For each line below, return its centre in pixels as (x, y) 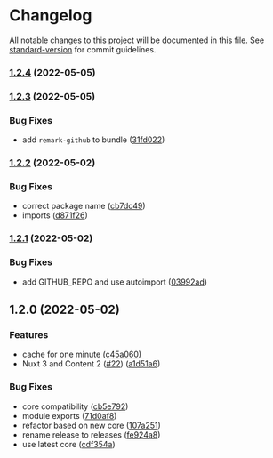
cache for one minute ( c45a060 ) (82, 354)
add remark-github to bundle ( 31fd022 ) (93, 140)
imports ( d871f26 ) (55, 215)
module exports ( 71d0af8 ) (69, 415)
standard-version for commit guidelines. (83, 49)
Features (29, 334)
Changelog (51, 16)
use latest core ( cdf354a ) (68, 444)
